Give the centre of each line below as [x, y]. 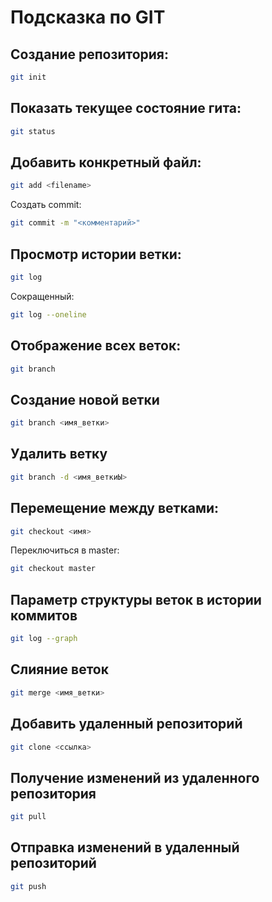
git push [28, 886]
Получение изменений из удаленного [135, 777]
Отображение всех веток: [96, 346]
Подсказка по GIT [88, 17]
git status [33, 131]
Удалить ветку [59, 454]
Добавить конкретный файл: [106, 162]
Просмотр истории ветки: [96, 254]
